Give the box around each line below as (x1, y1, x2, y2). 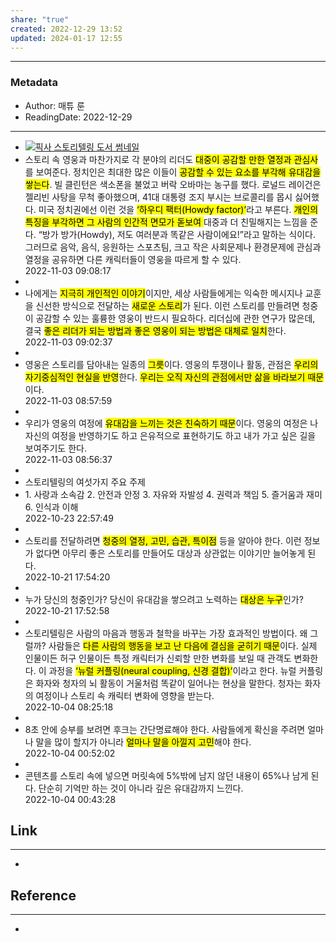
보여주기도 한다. (24, 442, 87, 454)
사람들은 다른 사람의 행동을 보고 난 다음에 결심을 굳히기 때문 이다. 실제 (48, 639, 318, 651)
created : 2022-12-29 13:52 (10, 24, 123, 34)
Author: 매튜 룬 (24, 99, 85, 111)
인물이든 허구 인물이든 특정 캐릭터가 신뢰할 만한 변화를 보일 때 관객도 (24, 652, 292, 664)
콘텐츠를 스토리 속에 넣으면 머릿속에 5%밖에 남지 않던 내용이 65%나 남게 (24, 769, 309, 781)
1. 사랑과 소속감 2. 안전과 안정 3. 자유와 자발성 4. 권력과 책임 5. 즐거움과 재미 (24, 488, 323, 500)
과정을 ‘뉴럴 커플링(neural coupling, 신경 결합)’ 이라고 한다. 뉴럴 (48, 664, 297, 676)
